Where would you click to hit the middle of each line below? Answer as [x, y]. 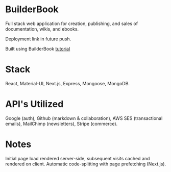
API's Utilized [34, 104]
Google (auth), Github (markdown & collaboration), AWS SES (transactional [84, 118]
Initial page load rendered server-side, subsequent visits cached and [78, 158]
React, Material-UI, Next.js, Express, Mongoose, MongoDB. [68, 83]
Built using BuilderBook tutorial [38, 48]
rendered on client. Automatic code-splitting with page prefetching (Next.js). [86, 164]
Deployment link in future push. [38, 39]
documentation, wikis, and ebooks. [42, 29]
